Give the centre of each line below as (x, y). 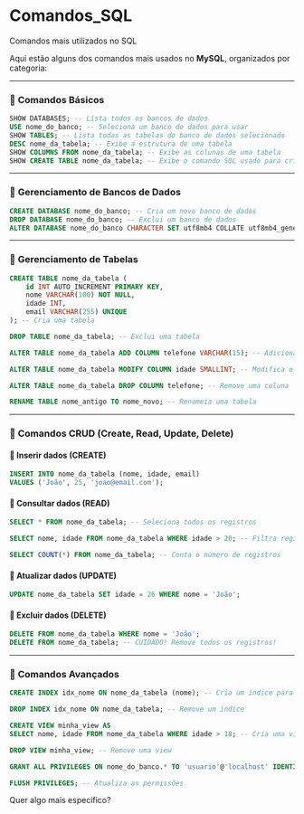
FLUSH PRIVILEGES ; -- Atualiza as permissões (96, 783)
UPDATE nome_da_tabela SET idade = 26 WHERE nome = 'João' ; (125, 595)
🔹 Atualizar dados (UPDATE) (63, 575)
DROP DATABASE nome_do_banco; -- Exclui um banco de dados (123, 219)
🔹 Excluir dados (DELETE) (58, 615)
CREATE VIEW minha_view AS (60, 726)
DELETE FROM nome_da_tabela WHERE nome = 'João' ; (105, 634)
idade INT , (46, 304)
